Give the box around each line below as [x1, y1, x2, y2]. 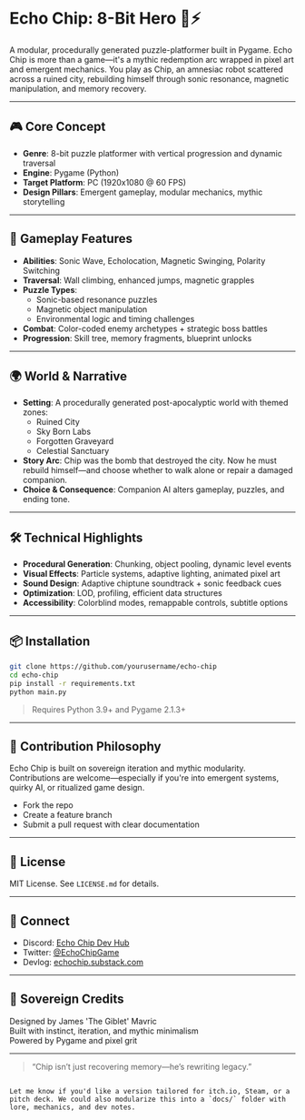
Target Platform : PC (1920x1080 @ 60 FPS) [22, 177, 187, 187]
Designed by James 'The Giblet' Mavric [9, 1015, 157, 1026]
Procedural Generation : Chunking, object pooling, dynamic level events [22, 559, 292, 570]
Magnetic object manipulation [35, 303, 148, 315]
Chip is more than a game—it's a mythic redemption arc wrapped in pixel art [9, 54, 295, 65]
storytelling [22, 196, 65, 207]
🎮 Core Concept [9, 119, 106, 135]
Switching [22, 265, 61, 276]
